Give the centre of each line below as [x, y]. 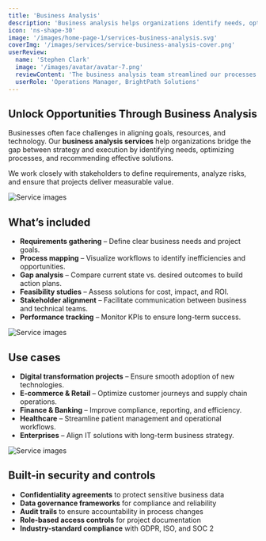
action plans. [40, 284]
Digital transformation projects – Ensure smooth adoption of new [127, 376]
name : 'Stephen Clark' [53, 60]
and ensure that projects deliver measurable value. [91, 182]
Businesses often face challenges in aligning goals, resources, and [117, 133]
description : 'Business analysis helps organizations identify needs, [127, 23]
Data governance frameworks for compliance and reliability [118, 503]
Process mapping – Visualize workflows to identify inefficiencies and [133, 258]
